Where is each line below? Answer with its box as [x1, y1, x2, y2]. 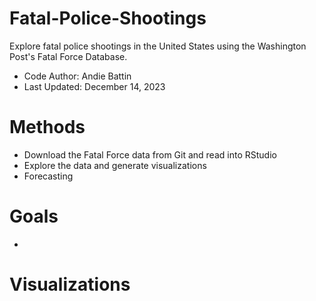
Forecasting [23, 170, 74, 182]
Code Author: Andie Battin [23, 70, 132, 82]
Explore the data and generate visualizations [23, 159, 207, 171]
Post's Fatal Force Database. [9, 50, 128, 62]
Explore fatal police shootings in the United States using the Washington [9, 40, 307, 52]
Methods [9, 116, 86, 139]
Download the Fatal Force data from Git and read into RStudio [23, 148, 277, 161]
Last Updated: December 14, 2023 [23, 80, 166, 92]
